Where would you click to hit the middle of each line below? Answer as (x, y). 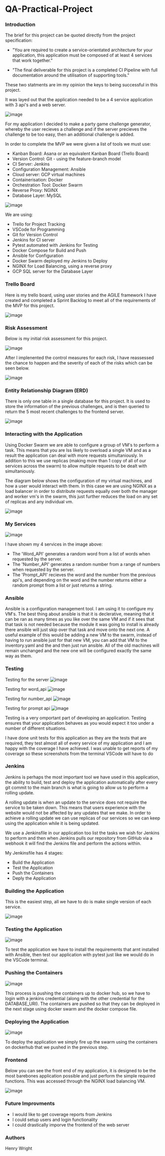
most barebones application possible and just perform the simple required (80, 1076)
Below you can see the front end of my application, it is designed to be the (81, 1071)
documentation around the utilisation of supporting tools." (71, 75)
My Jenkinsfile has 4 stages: (34, 853)
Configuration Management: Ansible (49, 169)
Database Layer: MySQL (37, 195)
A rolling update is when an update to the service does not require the (76, 802)
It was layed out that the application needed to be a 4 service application (79, 100)
